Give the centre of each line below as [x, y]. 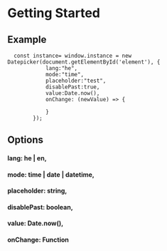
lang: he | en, [27, 158]
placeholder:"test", [76, 81]
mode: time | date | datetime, [51, 174]
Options [26, 140]
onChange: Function [38, 240]
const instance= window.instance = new [73, 56]
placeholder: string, [37, 191]
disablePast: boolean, [40, 207]
